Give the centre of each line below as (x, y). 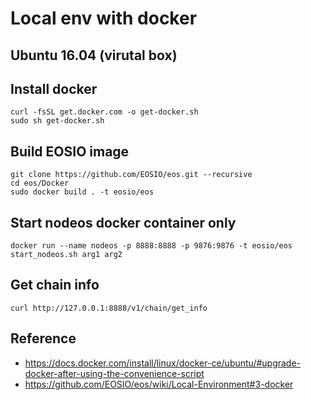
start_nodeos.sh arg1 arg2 (66, 255)
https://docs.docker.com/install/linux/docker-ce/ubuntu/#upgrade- (163, 363)
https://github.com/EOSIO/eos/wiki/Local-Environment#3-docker (159, 384)
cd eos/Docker (40, 183)
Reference (43, 338)
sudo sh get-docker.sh (57, 121)
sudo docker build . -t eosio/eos (82, 192)
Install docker (54, 88)
